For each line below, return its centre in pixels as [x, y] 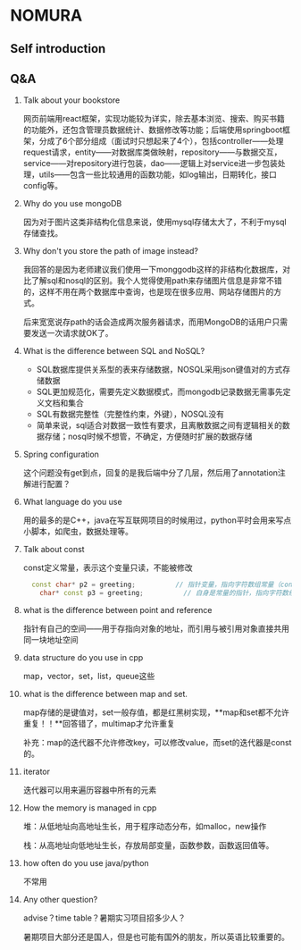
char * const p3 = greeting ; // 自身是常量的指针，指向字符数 [164, 593]
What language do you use [73, 502]
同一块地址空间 [50, 640]
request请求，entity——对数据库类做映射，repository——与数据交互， [152, 152]
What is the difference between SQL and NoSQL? [114, 351]
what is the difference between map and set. [105, 694]
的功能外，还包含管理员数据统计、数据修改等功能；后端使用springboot [153, 130]
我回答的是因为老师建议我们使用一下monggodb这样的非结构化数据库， [153, 270]
